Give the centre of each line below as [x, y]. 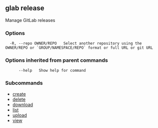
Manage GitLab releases [30, 20]
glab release [25, 8]
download [23, 105]
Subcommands [24, 83]
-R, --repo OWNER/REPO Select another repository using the [76, 44]
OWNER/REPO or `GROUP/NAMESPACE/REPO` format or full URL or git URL [79, 48]
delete [19, 99]
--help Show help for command [52, 71]
